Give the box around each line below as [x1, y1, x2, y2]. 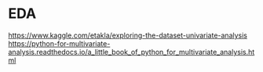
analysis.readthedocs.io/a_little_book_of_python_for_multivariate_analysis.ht [8, 47, 255, 56]
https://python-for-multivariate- [8, 38, 111, 48]
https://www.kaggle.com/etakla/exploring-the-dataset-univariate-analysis [8, 31, 247, 40]
